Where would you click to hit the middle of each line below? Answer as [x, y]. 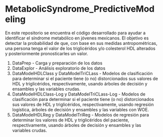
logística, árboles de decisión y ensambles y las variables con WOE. [81, 109]
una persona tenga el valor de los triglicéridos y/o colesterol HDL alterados [80, 48]
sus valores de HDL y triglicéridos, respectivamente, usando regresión [83, 104]
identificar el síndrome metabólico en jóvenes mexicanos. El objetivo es [77, 38]
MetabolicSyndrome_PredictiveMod [80, 9]
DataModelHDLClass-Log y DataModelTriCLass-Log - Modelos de [79, 94]
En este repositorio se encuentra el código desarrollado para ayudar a [75, 33]
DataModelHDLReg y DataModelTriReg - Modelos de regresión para [81, 115]
